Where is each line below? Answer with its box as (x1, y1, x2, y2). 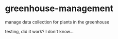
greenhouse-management (5, 3, 114, 14)
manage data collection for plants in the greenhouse (5, 19, 110, 25)
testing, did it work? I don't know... (5, 28, 74, 34)
